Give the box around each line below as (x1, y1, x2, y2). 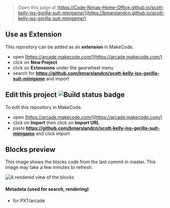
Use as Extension (5, 30, 62, 39)
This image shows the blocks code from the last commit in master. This (5, 159, 156, 165)
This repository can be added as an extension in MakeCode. (5, 44, 134, 50)
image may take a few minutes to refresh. (5, 164, 93, 171)
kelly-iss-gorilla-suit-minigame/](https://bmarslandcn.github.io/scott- (17, 10, 165, 16)
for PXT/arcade (12, 197, 45, 203)
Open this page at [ (17, 5, 59, 10)
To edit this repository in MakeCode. (5, 104, 82, 110)
